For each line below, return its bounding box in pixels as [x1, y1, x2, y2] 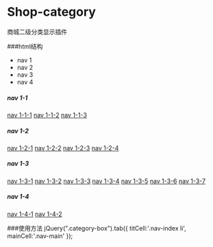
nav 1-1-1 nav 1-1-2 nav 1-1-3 [7, 110, 88, 119]
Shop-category [7, 4, 96, 20]
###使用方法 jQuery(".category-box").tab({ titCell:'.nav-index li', [7, 224, 186, 232]
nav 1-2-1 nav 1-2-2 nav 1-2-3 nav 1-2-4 [7, 143, 119, 152]
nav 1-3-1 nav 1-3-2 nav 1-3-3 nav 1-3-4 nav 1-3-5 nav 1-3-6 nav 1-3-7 [7, 176, 206, 185]
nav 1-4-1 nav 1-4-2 [7, 210, 63, 218]
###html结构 [7, 42, 43, 50]
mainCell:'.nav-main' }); [7, 231, 73, 240]
